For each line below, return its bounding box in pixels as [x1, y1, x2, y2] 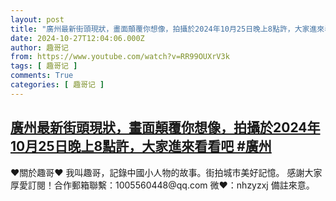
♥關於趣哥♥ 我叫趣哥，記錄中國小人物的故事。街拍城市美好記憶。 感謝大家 [10, 166, 323, 178]
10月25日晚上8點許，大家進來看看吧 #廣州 [10, 138, 272, 155]
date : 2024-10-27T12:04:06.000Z [10, 33, 145, 43]
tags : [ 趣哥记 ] [10, 61, 78, 71]
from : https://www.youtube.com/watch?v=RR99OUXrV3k [10, 52, 230, 62]
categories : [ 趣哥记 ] [10, 80, 105, 90]
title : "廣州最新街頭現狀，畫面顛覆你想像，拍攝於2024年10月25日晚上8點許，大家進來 [10, 24, 325, 34]
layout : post [10, 14, 65, 25]
